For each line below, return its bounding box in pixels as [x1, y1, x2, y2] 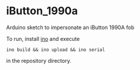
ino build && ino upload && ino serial [6, 46, 105, 53]
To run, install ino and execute [6, 35, 80, 42]
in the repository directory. [6, 57, 71, 64]
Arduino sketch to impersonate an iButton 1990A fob [6, 24, 135, 31]
